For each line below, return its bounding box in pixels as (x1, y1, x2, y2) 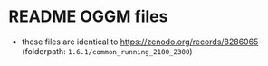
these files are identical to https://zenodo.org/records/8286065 (21, 36, 259, 47)
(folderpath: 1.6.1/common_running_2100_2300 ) (21, 45, 193, 56)
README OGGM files (8, 6, 168, 27)
